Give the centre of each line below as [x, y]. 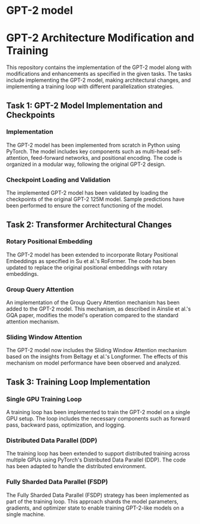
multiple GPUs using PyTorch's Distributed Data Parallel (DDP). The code [96, 460]
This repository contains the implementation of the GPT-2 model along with [99, 67]
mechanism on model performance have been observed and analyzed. [93, 363]
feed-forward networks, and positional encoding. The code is [107, 157]
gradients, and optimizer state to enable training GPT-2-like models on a [95, 508]
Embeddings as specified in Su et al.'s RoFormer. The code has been [91, 261]
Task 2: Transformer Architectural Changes [89, 224]
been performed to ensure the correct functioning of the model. [85, 206]
